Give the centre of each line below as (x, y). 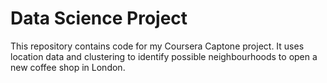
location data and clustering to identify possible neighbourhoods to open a (164, 56)
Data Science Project (99, 18)
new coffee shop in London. (68, 67)
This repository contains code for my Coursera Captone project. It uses (157, 46)
